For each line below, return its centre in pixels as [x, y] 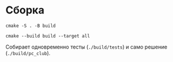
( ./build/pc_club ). [28, 53]
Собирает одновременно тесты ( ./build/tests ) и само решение [86, 47]
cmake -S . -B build [31, 26]
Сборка [25, 10]
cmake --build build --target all [48, 36]
